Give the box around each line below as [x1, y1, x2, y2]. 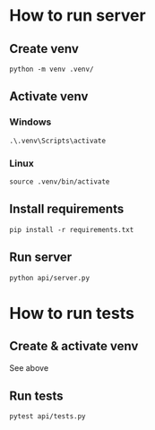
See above [9, 362, 49, 373]
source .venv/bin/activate [9, 176, 110, 186]
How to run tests [9, 303, 134, 323]
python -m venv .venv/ [9, 64, 94, 73]
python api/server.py [9, 273, 90, 282]
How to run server [9, 5, 146, 26]
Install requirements [9, 202, 125, 217]
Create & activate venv [9, 339, 139, 354]
